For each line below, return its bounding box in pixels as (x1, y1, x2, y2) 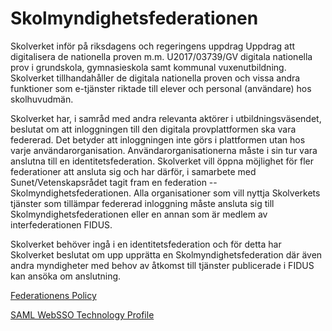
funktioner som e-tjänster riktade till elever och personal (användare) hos (10, 82, 312, 94)
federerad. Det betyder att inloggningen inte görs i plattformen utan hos (10, 133, 306, 146)
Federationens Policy (10, 289, 97, 301)
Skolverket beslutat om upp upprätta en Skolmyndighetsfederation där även (10, 248, 323, 261)
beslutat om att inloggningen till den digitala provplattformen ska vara (10, 123, 297, 135)
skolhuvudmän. (10, 93, 74, 105)
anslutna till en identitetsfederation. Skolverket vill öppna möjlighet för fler (10, 155, 314, 167)
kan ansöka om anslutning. (10, 270, 122, 282)
